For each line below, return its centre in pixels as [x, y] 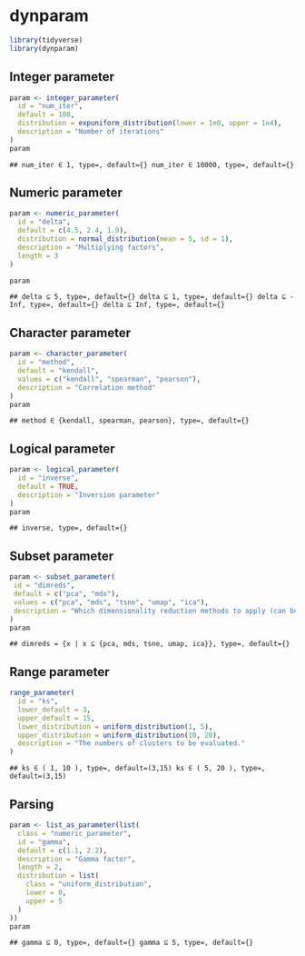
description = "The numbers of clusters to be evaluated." [132, 743]
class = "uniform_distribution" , [89, 884]
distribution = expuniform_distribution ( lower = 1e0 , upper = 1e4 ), [150, 124]
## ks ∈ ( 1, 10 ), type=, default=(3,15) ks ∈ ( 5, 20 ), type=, [138, 769]
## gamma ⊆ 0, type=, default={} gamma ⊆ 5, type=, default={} [132, 943]
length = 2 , [40, 867]
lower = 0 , [46, 892]
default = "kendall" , [59, 371]
